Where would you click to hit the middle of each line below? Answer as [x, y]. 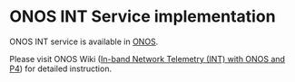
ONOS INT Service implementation [143, 17]
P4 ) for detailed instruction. [60, 68]
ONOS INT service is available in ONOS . [84, 41]
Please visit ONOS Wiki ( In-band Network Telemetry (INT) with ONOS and [147, 59]
